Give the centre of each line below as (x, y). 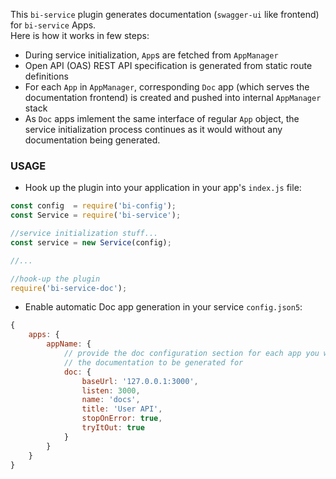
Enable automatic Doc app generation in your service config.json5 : (163, 307)
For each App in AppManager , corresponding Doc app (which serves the (167, 87)
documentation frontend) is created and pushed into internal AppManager (173, 97)
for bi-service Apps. (53, 25)
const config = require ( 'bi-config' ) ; (93, 206)
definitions (46, 76)
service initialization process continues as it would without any (153, 129)
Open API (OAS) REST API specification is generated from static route (168, 65)
